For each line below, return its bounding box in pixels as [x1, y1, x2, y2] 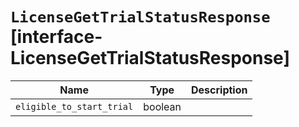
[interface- [10, 26, 103, 48]
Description [191, 83, 248, 97]
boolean [143, 99, 182, 113]
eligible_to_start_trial [15, 101, 134, 112]
